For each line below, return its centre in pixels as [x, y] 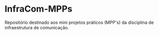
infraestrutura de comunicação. [37, 27]
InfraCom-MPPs [39, 9]
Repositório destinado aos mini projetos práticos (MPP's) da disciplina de [79, 22]
